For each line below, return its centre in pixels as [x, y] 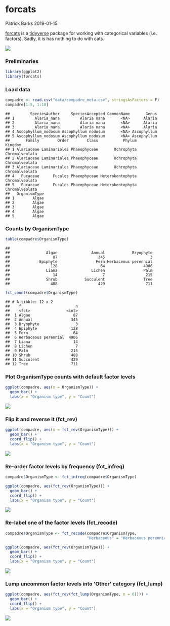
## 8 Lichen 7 [42, 346]
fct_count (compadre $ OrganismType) [42, 293]
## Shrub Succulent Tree [79, 280]
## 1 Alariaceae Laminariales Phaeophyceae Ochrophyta [71, 150]
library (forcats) [24, 77]
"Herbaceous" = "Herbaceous [116, 538]
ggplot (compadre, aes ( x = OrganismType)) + [52, 387]
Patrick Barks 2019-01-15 [31, 23]
